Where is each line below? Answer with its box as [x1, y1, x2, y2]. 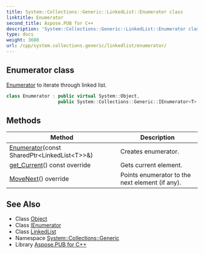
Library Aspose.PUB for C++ [15, 241, 87, 249]
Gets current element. [120, 161, 183, 170]
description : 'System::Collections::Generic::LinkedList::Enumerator [6, 25, 186, 32]
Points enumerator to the [120, 171, 191, 179]
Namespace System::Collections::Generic [15, 235, 120, 242]
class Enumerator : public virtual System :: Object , [6, 93, 140, 99]
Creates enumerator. [120, 147, 180, 156]
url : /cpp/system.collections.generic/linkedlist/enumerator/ [6, 43, 167, 49]
